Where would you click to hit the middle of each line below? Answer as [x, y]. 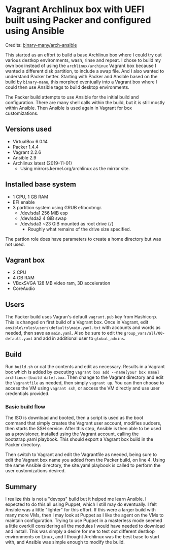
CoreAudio [24, 288]
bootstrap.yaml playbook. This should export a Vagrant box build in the [79, 439]
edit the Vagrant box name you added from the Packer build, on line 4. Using [85, 460]
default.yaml [19, 339]
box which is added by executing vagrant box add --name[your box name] [82, 372]
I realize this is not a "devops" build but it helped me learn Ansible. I [76, 499]
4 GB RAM [23, 278]
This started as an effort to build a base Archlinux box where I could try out [84, 55]
